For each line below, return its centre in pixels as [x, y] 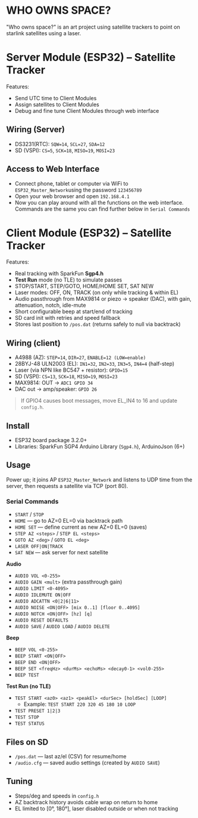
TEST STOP [27, 717]
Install [18, 426]
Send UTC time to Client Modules [56, 98]
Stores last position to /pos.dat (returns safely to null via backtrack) [98, 324]
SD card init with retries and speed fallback [67, 318]
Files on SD [27, 742]
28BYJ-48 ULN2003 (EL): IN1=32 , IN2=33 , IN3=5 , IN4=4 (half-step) [95, 364]
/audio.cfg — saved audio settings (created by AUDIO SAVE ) [87, 763]
